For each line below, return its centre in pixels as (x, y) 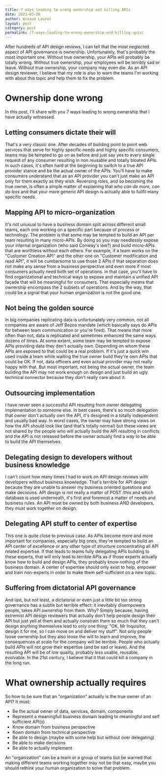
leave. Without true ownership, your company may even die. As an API (76, 68)
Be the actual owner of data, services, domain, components (73, 711)
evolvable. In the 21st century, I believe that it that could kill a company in (79, 658)
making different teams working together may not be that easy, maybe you (81, 763)
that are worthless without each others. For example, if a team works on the (82, 250)
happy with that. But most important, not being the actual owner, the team (80, 367)
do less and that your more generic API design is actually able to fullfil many (82, 192)
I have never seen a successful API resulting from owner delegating (73, 405)
